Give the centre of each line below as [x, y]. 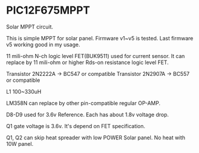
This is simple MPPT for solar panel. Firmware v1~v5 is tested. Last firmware [100, 38]
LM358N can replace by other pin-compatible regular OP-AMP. [83, 103]
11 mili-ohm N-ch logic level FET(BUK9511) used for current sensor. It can [96, 56]
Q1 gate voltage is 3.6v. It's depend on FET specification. [76, 126]
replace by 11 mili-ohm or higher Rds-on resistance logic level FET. [88, 62]
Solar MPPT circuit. [30, 27]
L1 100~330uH [24, 91]
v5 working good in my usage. [43, 44]
